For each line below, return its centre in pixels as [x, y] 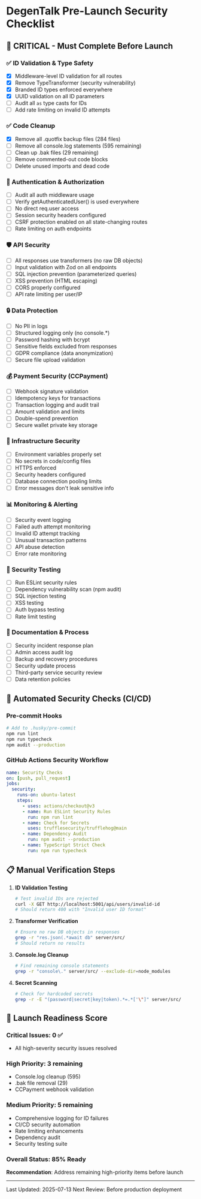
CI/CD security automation [48, 1124]
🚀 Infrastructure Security [43, 441]
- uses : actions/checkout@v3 [58, 806]
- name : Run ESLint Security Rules [66, 812]
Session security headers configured [60, 215]
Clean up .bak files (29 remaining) [57, 152]
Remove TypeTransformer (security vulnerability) [75, 83]
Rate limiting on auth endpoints [53, 229]
